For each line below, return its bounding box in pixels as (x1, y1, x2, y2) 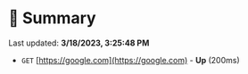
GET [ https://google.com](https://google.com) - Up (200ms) (21, 54, 240, 65)
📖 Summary (8, 8, 96, 29)
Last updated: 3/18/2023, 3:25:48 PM (8, 37, 150, 48)
